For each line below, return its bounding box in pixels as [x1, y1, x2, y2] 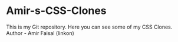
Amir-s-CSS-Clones [6, 4, 107, 17]
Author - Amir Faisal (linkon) [6, 29, 75, 36]
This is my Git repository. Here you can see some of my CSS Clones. [6, 23, 173, 30]
